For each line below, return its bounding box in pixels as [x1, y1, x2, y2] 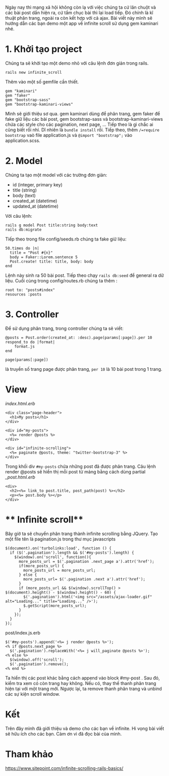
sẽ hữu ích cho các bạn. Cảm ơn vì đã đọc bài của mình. [5, 731, 122, 737]
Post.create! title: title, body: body [10, 259, 94, 264]
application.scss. [5, 137, 40, 143]
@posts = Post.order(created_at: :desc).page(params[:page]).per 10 [5, 335, 152, 340]
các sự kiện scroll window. [5, 691, 61, 697]
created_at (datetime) [12, 198, 58, 204]
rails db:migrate [5, 227, 42, 232]
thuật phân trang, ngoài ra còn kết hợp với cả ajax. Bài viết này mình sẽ [5, 15, 153, 21]
